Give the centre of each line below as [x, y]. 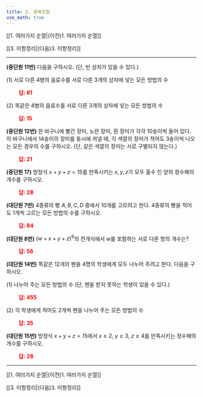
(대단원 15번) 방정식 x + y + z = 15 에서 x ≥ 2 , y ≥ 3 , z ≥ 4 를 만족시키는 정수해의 [101, 336]
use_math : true [25, 18]
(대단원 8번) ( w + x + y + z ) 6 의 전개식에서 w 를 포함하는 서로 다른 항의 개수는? [98, 238]
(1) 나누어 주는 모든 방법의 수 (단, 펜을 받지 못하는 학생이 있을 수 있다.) [88, 285]
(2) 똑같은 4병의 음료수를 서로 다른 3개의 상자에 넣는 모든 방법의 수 [85, 105]
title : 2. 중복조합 [28, 12]
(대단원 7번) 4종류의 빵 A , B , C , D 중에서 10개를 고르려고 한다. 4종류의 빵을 [94, 205]
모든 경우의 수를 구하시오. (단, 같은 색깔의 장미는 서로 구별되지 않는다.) [95, 146]
